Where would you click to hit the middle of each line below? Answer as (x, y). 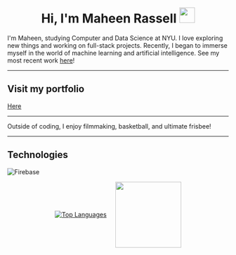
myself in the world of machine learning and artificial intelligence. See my (113, 53)
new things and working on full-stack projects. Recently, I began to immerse (118, 45)
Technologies (38, 155)
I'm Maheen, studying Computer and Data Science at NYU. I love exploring (115, 38)
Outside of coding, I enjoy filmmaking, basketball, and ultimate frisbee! (110, 126)
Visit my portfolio (46, 89)
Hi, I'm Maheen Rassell (109, 19)
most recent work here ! (41, 60)
